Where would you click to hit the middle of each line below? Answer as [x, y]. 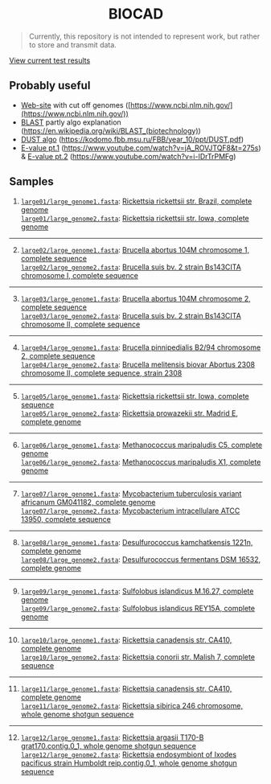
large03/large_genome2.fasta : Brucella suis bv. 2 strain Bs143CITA [131, 315]
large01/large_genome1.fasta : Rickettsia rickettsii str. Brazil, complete [136, 201]
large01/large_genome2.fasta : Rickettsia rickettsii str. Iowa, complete [135, 218]
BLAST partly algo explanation [71, 122]
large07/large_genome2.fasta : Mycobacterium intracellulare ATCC [130, 511]
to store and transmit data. [73, 44]
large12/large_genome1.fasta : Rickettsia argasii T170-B [112, 737]
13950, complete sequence [66, 519]
